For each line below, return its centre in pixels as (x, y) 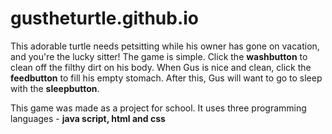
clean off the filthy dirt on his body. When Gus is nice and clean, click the (161, 67)
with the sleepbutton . (55, 88)
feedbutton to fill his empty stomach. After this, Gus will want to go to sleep (166, 78)
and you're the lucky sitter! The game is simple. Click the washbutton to (159, 56)
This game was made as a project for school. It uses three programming (158, 108)
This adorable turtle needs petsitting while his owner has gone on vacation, (165, 46)
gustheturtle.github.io (105, 18)
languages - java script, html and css (88, 118)
